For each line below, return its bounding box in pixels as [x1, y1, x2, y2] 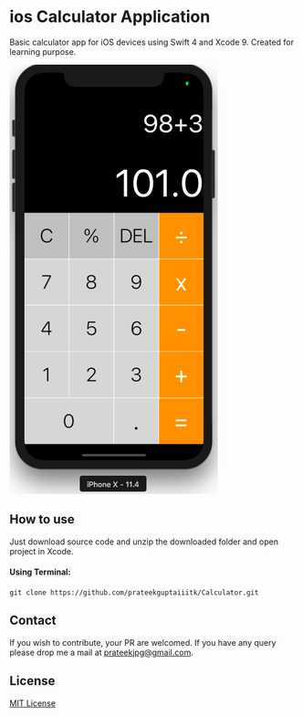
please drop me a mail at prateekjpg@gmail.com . [9, 647, 193, 658]
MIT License [9, 697, 57, 709]
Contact [9, 613, 57, 628]
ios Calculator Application [9, 6, 211, 27]
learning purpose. [9, 46, 77, 57]
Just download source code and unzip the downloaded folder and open [9, 536, 278, 547]
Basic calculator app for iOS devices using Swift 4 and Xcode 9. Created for [9, 37, 295, 47]
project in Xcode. [9, 545, 74, 556]
